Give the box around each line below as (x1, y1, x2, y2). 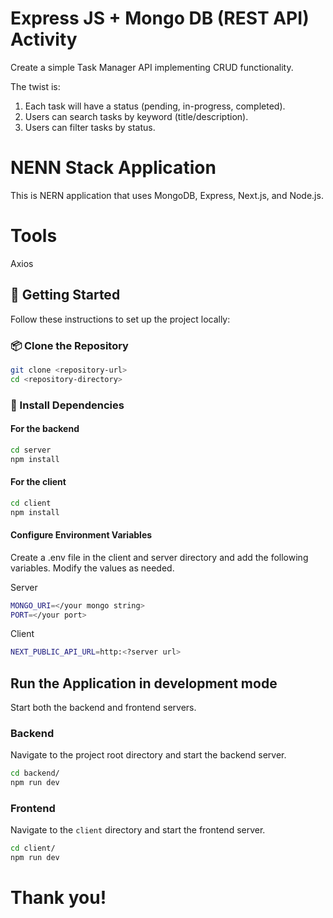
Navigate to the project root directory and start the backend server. (10, 749, 287, 761)
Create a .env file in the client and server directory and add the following (10, 551, 309, 563)
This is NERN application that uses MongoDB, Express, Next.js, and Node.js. (10, 189, 324, 201)
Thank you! (10, 887, 107, 909)
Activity (10, 28, 78, 51)
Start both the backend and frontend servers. (10, 702, 197, 714)
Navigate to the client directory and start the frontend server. (10, 824, 266, 836)
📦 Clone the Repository (10, 338, 129, 352)
